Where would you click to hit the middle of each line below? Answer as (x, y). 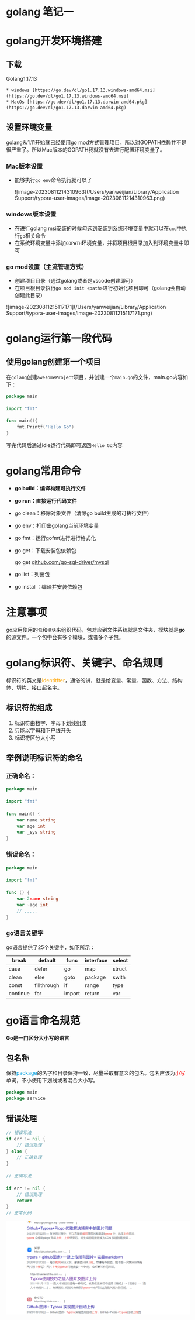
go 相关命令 (33, 235)
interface (96, 961)
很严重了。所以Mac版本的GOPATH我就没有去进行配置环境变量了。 (86, 149)
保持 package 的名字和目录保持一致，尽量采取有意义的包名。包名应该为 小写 (96, 1073)
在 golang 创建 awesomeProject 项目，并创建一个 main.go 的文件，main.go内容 (95, 377)
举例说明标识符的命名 (44, 758)
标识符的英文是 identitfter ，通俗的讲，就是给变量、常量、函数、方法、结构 (94, 680)
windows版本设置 (31, 214)
